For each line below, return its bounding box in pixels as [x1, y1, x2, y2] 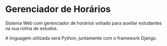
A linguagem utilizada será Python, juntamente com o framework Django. [5, 35, 157, 41]
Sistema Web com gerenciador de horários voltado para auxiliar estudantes [5, 20, 162, 26]
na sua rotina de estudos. [5, 25, 58, 31]
